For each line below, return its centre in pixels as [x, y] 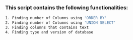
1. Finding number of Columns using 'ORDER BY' [56, 18]
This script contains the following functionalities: [67, 8]
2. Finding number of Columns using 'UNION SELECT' [60, 23]
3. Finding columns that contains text [47, 28]
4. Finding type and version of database [49, 32]
